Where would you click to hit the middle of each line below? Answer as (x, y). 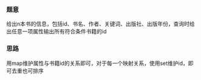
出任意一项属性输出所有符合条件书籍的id (56, 32)
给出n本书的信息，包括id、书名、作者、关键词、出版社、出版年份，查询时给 (101, 24)
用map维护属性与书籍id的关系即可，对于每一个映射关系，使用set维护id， (97, 63)
